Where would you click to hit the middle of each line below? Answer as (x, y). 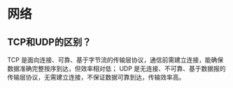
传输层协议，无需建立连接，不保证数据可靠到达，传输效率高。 (96, 77)
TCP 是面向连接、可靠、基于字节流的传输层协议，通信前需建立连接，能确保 (115, 60)
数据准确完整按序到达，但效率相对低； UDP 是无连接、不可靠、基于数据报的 (116, 69)
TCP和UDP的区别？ (49, 42)
